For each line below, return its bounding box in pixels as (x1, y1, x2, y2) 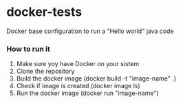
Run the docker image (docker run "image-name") (16, 89, 159, 97)
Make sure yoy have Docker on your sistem (16, 60, 140, 68)
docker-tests (6, 4, 83, 20)
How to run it (6, 44, 50, 54)
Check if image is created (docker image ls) (16, 82, 140, 90)
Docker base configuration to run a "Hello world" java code (6, 27, 174, 35)
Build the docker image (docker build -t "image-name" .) (16, 74, 177, 83)
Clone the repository (16, 67, 75, 76)
